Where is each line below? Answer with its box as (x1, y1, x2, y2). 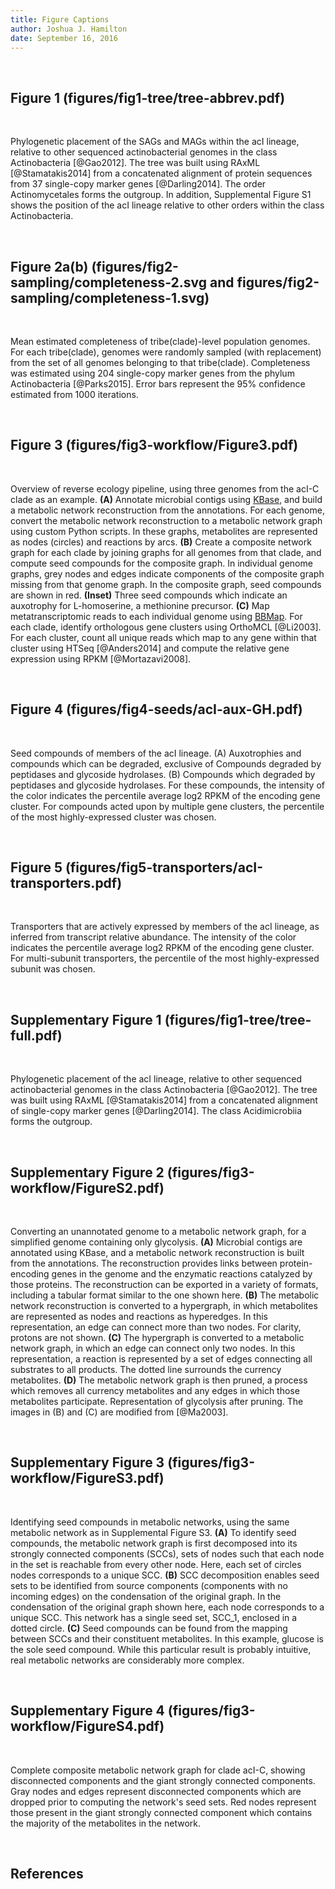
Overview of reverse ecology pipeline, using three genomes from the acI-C (10, 482, 320, 495)
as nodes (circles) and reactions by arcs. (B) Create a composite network (10, 536, 312, 548)
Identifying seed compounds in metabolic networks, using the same (10, 1516, 290, 1528)
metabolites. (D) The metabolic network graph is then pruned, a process (10, 1374, 308, 1386)
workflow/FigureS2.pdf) (10, 1179, 165, 1196)
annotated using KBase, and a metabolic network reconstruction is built (10, 1247, 305, 1259)
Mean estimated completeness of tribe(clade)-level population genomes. (10, 336, 311, 347)
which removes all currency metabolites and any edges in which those (10, 1385, 300, 1397)
